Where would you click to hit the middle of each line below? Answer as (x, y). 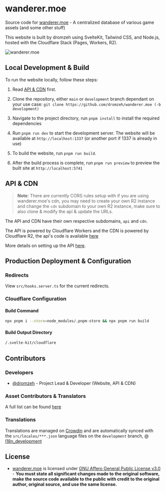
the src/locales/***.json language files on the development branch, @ (77, 436)
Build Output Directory (29, 332)
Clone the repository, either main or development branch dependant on (83, 99)
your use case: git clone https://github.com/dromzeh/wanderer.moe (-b (86, 104)
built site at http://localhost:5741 (47, 168)
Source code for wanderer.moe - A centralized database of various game (80, 22)
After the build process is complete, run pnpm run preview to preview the (86, 163)
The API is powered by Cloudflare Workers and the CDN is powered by (77, 231)
